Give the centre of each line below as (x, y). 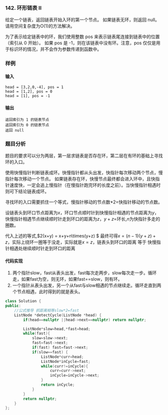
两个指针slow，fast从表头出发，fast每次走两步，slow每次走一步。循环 (84, 273)
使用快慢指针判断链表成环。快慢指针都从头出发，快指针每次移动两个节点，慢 (84, 172)
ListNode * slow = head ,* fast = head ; (57, 329)
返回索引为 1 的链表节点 (27, 120)
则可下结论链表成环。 (27, 191)
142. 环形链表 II (23, 8)
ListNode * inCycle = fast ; (66, 361)
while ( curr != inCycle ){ (64, 366)
